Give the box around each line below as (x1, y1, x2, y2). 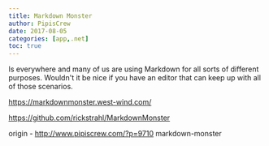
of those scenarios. (8, 82, 73, 92)
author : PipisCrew (8, 19, 71, 28)
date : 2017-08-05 (8, 27, 67, 35)
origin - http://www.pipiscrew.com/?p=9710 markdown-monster (8, 129, 222, 139)
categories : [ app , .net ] (8, 34, 89, 43)
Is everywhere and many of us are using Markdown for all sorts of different (8, 64, 259, 74)
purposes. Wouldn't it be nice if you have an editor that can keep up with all (8, 73, 262, 83)
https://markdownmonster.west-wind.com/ (8, 97, 152, 107)
